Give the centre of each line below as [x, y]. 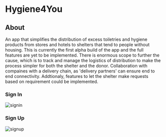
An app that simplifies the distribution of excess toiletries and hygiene [76, 39]
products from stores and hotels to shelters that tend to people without [77, 45]
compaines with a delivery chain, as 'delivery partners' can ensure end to [80, 71]
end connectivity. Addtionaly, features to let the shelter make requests [77, 76]
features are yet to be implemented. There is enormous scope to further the [83, 55]
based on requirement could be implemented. [52, 81]
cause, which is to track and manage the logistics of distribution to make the [83, 60]
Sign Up [15, 118]
